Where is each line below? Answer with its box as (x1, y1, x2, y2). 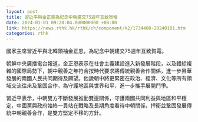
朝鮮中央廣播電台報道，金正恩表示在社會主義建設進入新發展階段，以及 (6, 60, 177, 67)
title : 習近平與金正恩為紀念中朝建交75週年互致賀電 (6, 14, 118, 20)
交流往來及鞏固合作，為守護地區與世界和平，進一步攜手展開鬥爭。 (11, 82, 171, 89)
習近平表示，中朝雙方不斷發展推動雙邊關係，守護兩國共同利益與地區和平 (6, 95, 181, 102)
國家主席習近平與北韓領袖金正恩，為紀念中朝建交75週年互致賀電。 (6, 48, 167, 55)
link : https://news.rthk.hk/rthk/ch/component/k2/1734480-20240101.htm (6, 25, 186, 31)
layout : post (6, 8, 38, 15)
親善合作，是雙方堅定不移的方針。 (21, 110, 104, 117)
